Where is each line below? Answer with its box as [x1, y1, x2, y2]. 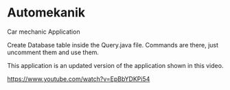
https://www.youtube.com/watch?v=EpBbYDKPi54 [7, 74, 150, 83]
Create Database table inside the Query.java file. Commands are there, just [7, 41, 218, 49]
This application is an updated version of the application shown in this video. [7, 61, 224, 69]
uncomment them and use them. [7, 48, 100, 56]
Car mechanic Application [7, 27, 80, 36]
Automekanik [7, 5, 86, 21]
